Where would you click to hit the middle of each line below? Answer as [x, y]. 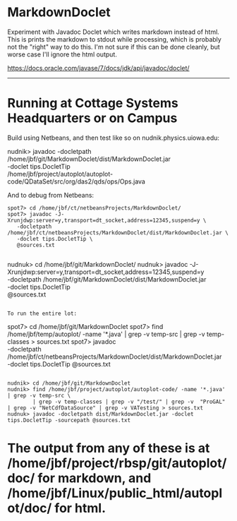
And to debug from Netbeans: [50, 195]
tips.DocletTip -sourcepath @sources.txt [69, 420]
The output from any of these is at [109, 448]
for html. [80, 508]
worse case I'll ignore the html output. [62, 54]
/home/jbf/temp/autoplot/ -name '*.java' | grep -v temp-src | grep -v [107, 334]
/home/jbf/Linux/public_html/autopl [115, 493]
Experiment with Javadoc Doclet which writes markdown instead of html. [114, 32]
